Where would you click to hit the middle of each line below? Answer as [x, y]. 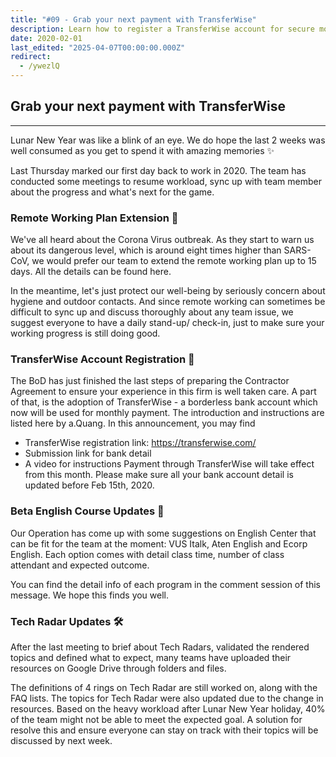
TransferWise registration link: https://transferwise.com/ [140, 443]
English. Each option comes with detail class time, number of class [147, 554]
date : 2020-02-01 [46, 38]
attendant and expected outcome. [80, 565]
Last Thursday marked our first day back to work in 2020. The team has [158, 170]
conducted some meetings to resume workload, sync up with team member [166, 181]
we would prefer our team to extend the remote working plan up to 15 [174, 261]
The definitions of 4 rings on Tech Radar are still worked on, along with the [164, 687]
